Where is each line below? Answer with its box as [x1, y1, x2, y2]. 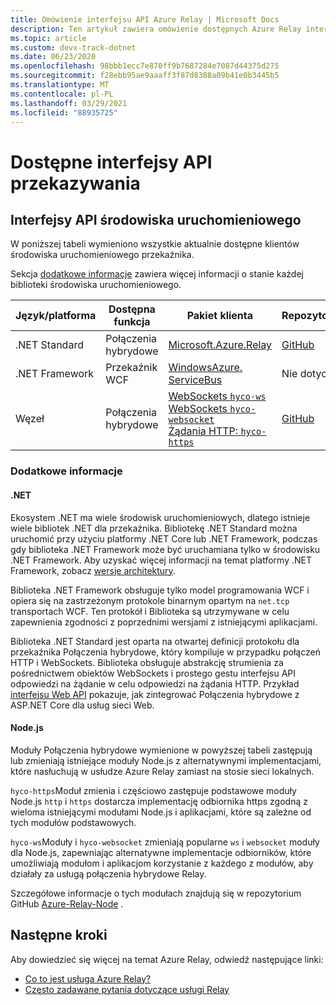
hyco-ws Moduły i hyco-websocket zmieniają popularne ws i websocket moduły [10, 836, 320, 848]
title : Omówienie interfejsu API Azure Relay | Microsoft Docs [10, 14, 280, 25]
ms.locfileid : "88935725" [10, 107, 118, 118]
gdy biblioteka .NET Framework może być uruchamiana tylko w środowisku [10, 543, 321, 555]
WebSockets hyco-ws [168, 389, 267, 403]
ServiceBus [168, 373, 223, 387]
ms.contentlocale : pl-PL [10, 89, 114, 99]
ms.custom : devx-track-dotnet [10, 42, 137, 53]
